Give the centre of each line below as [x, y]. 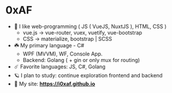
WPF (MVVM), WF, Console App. [63, 54]
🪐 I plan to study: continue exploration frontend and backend [88, 75]
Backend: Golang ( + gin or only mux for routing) [81, 60]
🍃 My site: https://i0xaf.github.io [54, 84]
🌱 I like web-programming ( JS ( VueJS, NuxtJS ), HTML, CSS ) [90, 26]
